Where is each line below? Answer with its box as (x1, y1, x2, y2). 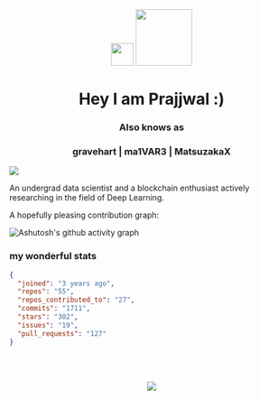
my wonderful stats (9, 250, 97, 263)
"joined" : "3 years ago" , (17, 279, 116, 288)
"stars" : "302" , (17, 312, 79, 321)
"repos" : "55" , (17, 287, 75, 296)
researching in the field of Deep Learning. (9, 192, 165, 203)
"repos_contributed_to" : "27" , (17, 295, 135, 305)
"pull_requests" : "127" (17, 329, 106, 338)
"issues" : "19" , (17, 321, 79, 330)
